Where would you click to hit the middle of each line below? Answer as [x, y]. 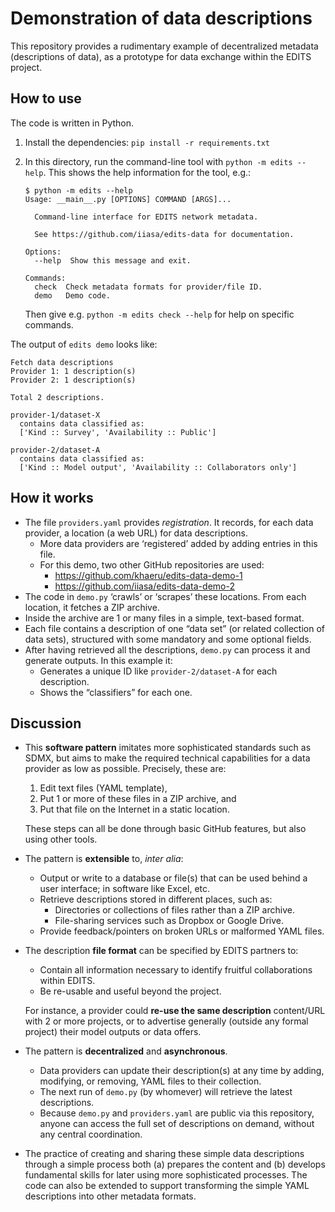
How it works [52, 498]
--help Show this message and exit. [113, 260]
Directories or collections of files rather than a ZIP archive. [174, 910]
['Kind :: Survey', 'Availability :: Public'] [118, 432]
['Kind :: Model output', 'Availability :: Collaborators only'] [158, 467]
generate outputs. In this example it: [98, 660]
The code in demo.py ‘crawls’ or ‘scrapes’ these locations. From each [165, 596]
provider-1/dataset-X [55, 415]
